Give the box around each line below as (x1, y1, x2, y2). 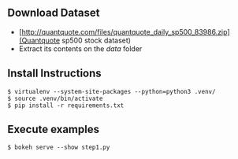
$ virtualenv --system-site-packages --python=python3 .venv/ (7, 87, 216, 95)
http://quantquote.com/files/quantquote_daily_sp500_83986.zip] (21, 27, 230, 36)
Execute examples (7, 123, 100, 136)
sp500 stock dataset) (61, 35, 132, 45)
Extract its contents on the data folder (18, 43, 143, 54)
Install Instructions (7, 67, 102, 80)
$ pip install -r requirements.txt (7, 102, 125, 109)
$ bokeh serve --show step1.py (7, 143, 110, 152)
